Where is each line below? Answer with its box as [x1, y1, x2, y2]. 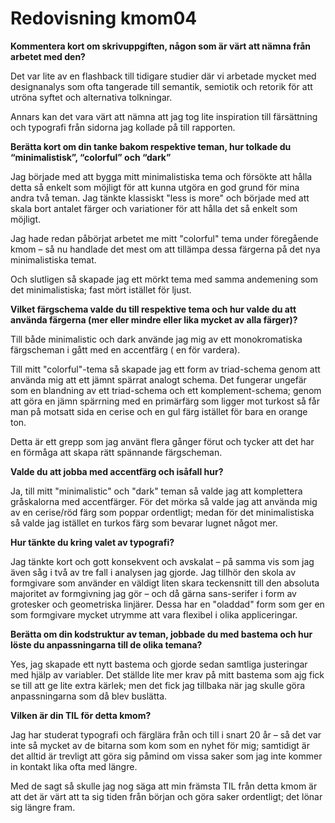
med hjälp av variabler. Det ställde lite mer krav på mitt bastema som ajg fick [10, 668, 325, 681]
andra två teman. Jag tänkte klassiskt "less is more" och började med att [10, 192, 310, 204]
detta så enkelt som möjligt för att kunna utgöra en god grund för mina [10, 181, 300, 193]
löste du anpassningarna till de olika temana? [10, 638, 203, 651]
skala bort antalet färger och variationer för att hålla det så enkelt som [10, 202, 298, 214]
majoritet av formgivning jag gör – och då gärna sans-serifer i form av [10, 587, 297, 599]
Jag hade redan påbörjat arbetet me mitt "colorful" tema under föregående [10, 232, 319, 244]
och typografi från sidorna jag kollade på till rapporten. [10, 121, 236, 133]
